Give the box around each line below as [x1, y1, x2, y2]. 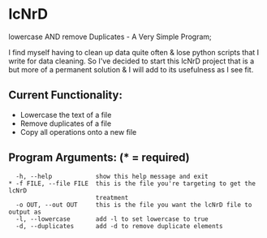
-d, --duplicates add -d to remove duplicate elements [15, 222, 223, 230]
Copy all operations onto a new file [19, 127, 137, 136]
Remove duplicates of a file [19, 119, 112, 128]
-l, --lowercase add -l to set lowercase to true [15, 214, 209, 223]
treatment [95, 193, 129, 201]
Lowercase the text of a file [19, 110, 112, 119]
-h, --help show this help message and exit [15, 172, 209, 180]
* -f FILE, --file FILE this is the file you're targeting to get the [8, 180, 256, 188]
